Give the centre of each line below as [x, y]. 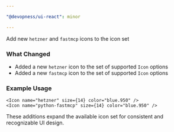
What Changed [28, 54]
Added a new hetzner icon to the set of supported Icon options [91, 67]
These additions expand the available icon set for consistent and [85, 117]
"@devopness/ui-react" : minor [43, 16]
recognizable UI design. [35, 123]
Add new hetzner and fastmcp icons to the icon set [68, 38]
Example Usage [29, 88]
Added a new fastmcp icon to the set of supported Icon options [91, 73]
